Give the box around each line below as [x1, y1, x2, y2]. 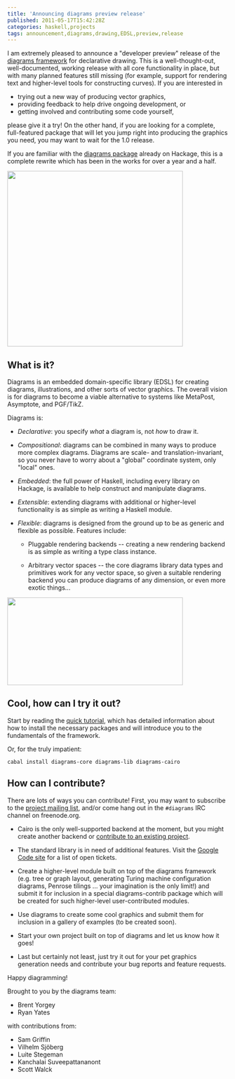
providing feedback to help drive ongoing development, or [17, 100, 186, 109]
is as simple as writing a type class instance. [27, 548, 157, 556]
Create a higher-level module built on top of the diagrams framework [17, 866, 216, 875]
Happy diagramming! [7, 973, 68, 981]
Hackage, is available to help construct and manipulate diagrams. [17, 484, 207, 493]
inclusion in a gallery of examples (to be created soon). [17, 918, 177, 926]
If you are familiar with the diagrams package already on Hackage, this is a [7, 150, 223, 158]
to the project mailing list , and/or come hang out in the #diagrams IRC [7, 803, 206, 812]
